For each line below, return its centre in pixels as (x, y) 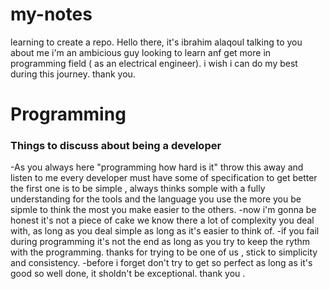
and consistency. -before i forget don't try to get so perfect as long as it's (161, 263)
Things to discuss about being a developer (116, 146)
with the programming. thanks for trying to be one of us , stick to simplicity (164, 252)
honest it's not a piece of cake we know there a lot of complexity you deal (162, 220)
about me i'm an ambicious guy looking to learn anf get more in (141, 52)
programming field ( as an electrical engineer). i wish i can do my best (154, 63)
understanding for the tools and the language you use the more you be (156, 199)
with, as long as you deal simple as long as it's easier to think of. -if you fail (165, 231)
